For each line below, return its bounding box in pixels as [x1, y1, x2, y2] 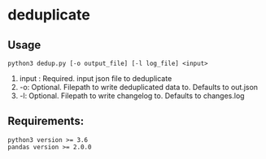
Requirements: [7, 114, 85, 128]
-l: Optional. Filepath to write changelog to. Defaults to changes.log [19, 91, 245, 101]
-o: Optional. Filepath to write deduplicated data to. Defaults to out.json [19, 83, 258, 92]
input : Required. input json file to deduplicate [19, 74, 172, 83]
